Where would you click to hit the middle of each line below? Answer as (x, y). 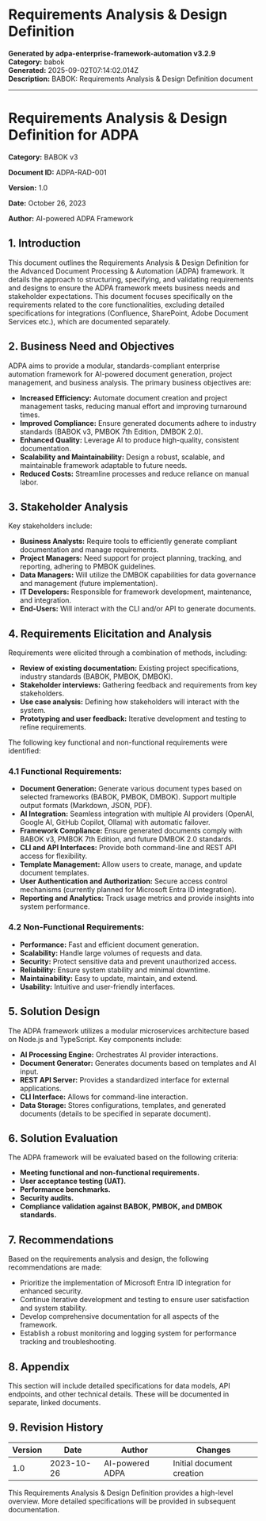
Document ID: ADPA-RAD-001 (57, 172)
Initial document (203, 1463)
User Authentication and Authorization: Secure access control (123, 881)
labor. (29, 482)
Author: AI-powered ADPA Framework (71, 218)
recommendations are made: (55, 1267)
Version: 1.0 (28, 187)
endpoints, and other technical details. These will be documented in (119, 1394)
